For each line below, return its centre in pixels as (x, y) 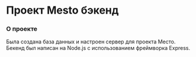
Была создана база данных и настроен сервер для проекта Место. (91, 42)
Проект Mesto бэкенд (62, 10)
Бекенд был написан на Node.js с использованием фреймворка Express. (98, 48)
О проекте (22, 29)
